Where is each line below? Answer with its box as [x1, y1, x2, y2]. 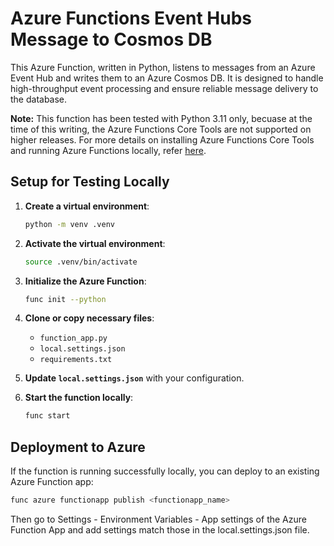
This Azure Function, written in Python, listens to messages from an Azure [10, 61, 316, 73]
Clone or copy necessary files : [24, 312, 155, 324]
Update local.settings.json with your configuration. [24, 372, 245, 384]
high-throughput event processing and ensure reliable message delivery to [10, 82, 319, 94]
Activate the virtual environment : [24, 237, 166, 249]
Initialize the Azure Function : [24, 275, 147, 287]
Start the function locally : [24, 392, 134, 404]
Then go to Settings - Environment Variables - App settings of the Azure [10, 513, 307, 525]
